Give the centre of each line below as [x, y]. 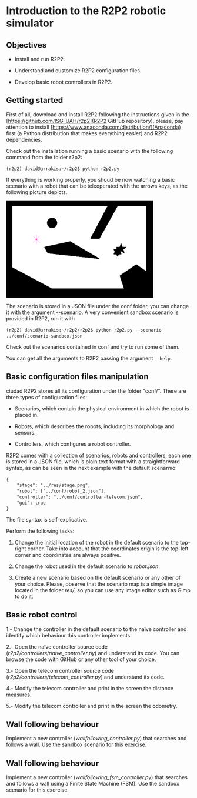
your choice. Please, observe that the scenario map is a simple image [99, 584]
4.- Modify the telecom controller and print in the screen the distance [90, 688]
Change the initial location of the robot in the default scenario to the [97, 542]
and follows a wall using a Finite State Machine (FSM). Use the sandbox [93, 784]
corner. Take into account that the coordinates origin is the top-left [108, 549]
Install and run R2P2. [40, 59]
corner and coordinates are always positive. [68, 555]
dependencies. [24, 139]
